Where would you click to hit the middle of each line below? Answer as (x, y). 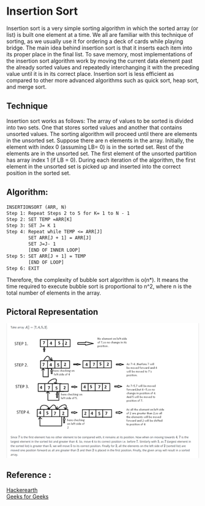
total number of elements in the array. (54, 293)
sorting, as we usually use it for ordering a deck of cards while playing (95, 41)
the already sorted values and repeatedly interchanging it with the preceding (103, 67)
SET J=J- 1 (42, 244)
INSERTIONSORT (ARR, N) (37, 207)
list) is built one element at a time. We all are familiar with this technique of (100, 34)
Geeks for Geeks (28, 496)
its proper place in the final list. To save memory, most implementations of (99, 54)
